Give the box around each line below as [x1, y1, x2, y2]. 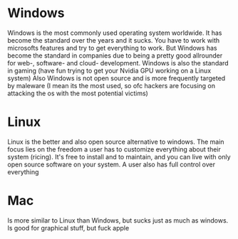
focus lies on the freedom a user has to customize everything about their [7, 144, 221, 154]
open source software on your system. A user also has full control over [7, 160, 216, 169]
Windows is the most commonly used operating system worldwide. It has [7, 28, 222, 37]
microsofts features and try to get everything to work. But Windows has [7, 43, 217, 52]
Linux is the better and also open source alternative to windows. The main [7, 137, 224, 146]
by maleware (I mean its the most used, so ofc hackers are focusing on [7, 81, 216, 90]
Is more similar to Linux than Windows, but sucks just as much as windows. [7, 216, 229, 225]
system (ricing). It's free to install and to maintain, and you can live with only [7, 152, 231, 161]
